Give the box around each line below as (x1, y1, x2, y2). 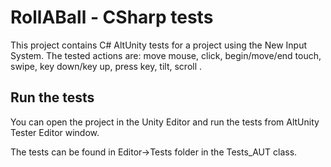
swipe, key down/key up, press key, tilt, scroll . (10, 60, 203, 72)
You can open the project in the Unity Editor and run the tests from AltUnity (10, 116, 320, 128)
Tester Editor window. (10, 126, 100, 138)
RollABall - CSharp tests (10, 6, 214, 29)
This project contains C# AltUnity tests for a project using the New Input (10, 39, 308, 51)
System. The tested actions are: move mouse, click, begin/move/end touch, (10, 49, 322, 61)
